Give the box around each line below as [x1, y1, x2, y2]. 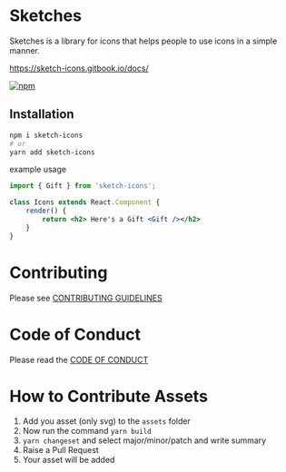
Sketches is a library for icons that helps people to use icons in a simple [9, 35, 278, 46]
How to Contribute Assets [9, 386, 209, 407]
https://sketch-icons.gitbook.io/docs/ [9, 63, 149, 74]
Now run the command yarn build [22, 426, 152, 437]
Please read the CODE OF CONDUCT [9, 354, 149, 365]
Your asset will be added [22, 455, 115, 466]
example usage [9, 164, 66, 175]
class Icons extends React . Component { [9, 198, 161, 207]
